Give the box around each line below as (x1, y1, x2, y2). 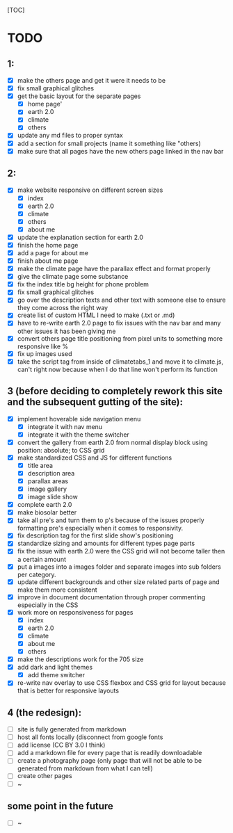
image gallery (27, 485, 67, 493)
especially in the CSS (17, 601, 79, 609)
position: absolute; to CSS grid (17, 446, 105, 454)
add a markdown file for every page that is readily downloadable (17, 749, 202, 757)
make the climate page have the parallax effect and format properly (17, 264, 211, 273)
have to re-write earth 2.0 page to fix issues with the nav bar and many (17, 319, 221, 327)
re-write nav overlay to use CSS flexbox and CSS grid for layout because (17, 679, 226, 687)
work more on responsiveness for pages (17, 608, 134, 616)
